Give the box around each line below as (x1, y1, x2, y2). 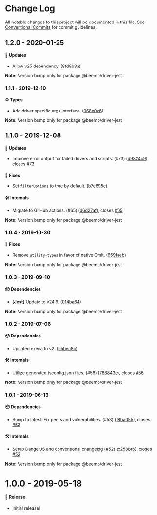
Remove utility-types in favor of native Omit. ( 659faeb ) (12, 252, 126, 258)
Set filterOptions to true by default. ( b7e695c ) (12, 183, 108, 189)
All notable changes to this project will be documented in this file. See (5, 19, 145, 25)
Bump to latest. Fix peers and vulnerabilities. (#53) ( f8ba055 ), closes (12, 417, 151, 423)
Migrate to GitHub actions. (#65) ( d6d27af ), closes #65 (12, 207, 123, 213)
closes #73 (12, 161, 35, 167)
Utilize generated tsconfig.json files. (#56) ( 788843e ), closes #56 (12, 370, 144, 376)
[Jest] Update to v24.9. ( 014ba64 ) (12, 299, 81, 305)
